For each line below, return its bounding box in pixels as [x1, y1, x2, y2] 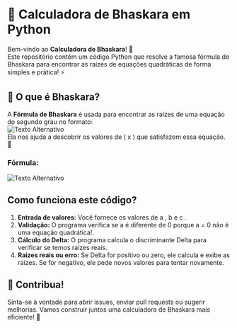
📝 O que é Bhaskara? [7, 91, 100, 103]
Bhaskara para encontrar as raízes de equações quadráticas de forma [7, 60, 212, 68]
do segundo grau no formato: [7, 117, 93, 126]
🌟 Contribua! [7, 279, 64, 291]
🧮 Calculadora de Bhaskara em [7, 6, 191, 23]
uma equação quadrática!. [17, 228, 94, 237]
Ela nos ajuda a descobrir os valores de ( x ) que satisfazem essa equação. [7, 132, 226, 141]
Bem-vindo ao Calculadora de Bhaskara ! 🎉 [7, 45, 133, 53]
